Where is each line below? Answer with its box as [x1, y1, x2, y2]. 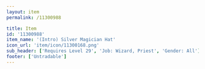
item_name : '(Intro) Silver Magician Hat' [6, 37, 116, 43]
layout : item [6, 8, 40, 15]
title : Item [6, 25, 37, 31]
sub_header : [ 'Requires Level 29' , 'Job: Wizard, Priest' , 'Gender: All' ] [6, 48, 201, 54]
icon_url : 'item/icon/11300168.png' [6, 42, 99, 48]
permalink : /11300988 [6, 15, 62, 21]
